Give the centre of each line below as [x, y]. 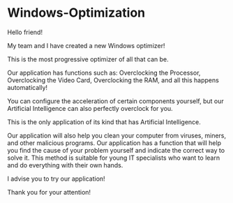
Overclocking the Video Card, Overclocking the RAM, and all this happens [113, 80]
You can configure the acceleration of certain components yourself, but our [116, 101]
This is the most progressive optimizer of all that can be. [88, 59]
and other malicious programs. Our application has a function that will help [114, 143]
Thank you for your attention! [49, 192]
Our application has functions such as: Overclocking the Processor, [104, 73]
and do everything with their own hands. [65, 165]
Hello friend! [25, 32]
